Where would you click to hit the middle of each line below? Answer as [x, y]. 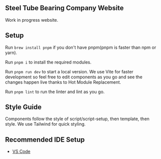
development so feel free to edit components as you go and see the [74, 77]
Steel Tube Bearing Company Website [64, 8]
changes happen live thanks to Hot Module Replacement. [63, 82]
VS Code [21, 152]
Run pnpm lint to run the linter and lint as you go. [55, 92]
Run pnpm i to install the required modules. [48, 62]
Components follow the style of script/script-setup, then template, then [77, 119]
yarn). [11, 52]
